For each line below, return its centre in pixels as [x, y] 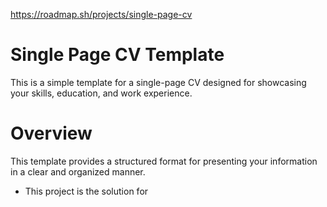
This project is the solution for [86, 191]
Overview [51, 133]
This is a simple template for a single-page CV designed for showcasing [158, 82]
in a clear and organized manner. [78, 171]
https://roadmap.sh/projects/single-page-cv [101, 14]
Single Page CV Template [117, 55]
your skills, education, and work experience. [101, 93]
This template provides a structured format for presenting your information [164, 161]
